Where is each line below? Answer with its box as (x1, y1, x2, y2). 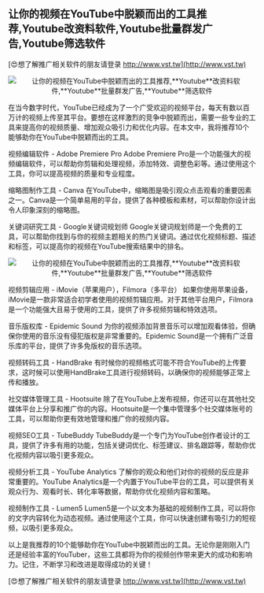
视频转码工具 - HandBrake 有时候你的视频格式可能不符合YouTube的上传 (8, 358, 240, 367)
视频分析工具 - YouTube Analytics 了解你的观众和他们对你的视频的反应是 (8, 467, 243, 476)
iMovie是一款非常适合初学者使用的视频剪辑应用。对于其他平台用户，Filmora (8, 295, 254, 304)
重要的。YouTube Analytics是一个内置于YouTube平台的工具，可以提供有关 (14, 476, 255, 486)
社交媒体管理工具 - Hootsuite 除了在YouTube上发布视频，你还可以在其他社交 (8, 394, 255, 403)
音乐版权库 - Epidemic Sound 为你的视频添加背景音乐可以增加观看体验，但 (8, 321, 249, 331)
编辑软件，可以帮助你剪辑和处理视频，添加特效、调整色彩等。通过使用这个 (14, 158, 256, 168)
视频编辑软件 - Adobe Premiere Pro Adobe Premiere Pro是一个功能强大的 (8, 149, 244, 158)
